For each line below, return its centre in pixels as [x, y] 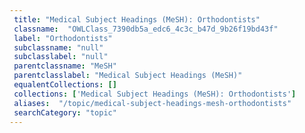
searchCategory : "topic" [65, 112]
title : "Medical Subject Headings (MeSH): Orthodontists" [137, 19]
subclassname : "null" [58, 47]
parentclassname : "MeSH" [65, 66]
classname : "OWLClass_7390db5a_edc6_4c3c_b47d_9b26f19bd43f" [146, 29]
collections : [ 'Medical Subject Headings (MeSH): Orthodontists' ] [155, 94]
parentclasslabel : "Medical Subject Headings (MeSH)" [128, 76]
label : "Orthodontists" [63, 38]
